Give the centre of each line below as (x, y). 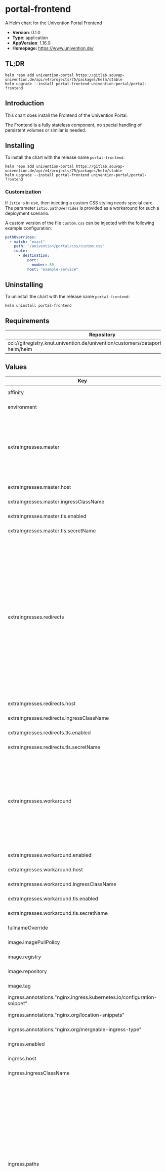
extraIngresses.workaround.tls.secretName (58, 913)
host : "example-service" (53, 269)
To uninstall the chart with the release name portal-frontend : (67, 297)
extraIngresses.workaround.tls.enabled (53, 898)
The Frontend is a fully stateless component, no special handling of (74, 125)
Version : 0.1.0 (26, 32)
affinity (16, 392)
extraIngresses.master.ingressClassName (56, 502)
